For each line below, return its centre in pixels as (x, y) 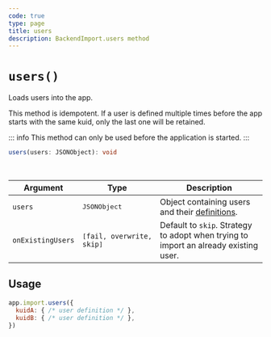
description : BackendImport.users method (79, 38)
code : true (27, 16)
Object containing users (205, 201)
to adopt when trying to (204, 235)
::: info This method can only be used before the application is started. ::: (129, 137)
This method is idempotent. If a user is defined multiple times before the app (135, 113)
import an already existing (209, 246)
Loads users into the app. (51, 98)
